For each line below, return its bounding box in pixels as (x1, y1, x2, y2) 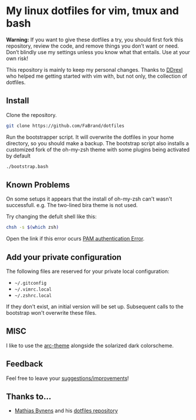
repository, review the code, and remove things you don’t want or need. (6, 42, 179, 49)
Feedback (6, 359, 43, 369)
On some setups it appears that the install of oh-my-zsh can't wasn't (6, 195, 173, 202)
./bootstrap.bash (6, 164, 49, 169)
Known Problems (6, 179, 70, 189)
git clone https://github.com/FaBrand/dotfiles (6, 122, 125, 129)
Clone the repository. (6, 111, 57, 118)
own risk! (6, 55, 28, 62)
